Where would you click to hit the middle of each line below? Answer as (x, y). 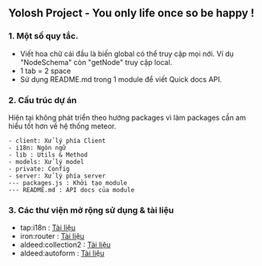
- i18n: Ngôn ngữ (37, 148)
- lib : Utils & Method (48, 155)
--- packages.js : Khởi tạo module (68, 183)
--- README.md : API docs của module (72, 190)
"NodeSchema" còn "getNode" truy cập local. (96, 62)
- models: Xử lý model (46, 162)
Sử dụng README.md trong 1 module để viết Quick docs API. (121, 79)
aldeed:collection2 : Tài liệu (65, 245)
